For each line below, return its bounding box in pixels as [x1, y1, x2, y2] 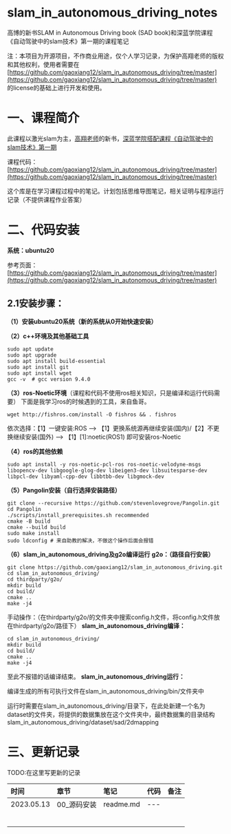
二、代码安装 [7, 222, 80, 238]
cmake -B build [7, 518, 51, 525]
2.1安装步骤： [7, 298, 65, 309]
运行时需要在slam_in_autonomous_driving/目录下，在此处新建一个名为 [7, 701, 206, 710]
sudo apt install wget [7, 370, 72, 377]
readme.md [102, 799, 141, 809]
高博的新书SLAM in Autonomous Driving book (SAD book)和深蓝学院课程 [7, 28, 213, 37]
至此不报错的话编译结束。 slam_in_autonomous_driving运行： [7, 672, 185, 680]
